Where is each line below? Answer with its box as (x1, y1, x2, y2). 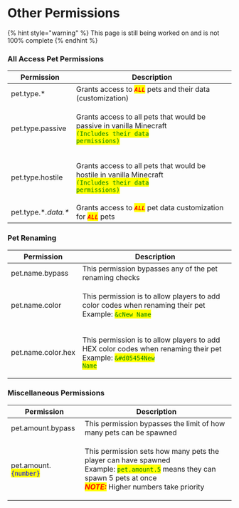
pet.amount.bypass (11, 423, 75, 432)
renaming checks (82, 272, 140, 282)
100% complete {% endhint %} (7, 36, 98, 44)
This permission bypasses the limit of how (84, 418, 225, 428)
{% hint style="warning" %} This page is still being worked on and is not (7, 28, 220, 37)
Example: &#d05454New (82, 353, 155, 363)
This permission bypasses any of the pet (82, 264, 218, 274)
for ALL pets (75, 212, 115, 222)
